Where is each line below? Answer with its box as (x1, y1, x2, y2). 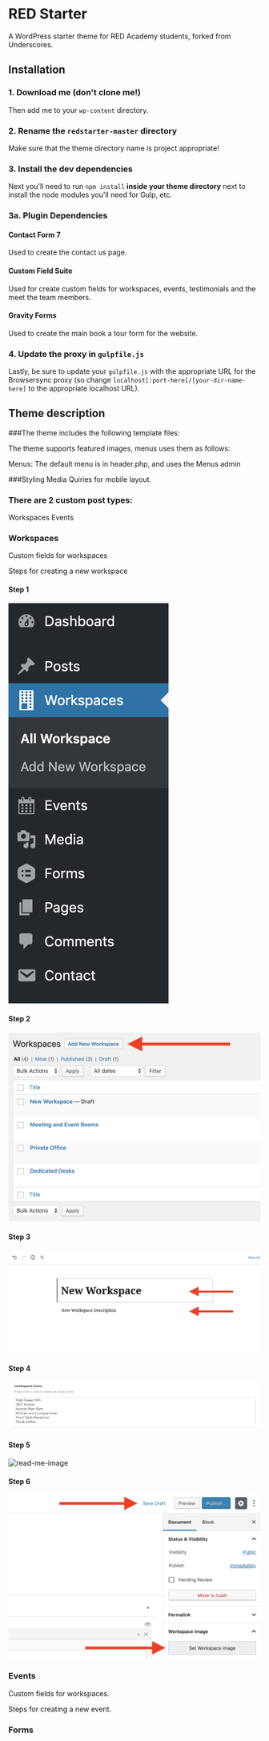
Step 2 (8, 1014, 30, 1024)
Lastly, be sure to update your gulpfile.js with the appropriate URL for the (8, 367, 256, 376)
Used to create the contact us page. (8, 247, 127, 257)
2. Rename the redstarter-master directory (8, 125, 178, 136)
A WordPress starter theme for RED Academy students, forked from (8, 31, 231, 41)
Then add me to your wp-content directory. (8, 105, 149, 114)
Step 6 (8, 1476, 30, 1486)
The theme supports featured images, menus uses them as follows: (8, 443, 231, 453)
